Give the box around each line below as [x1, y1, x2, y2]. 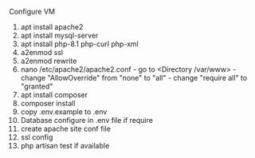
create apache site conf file [20, 124, 111, 133]
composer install [20, 99, 76, 108]
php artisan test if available [20, 141, 110, 150]
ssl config [20, 132, 53, 142]
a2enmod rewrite [20, 56, 77, 65]
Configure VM [9, 7, 55, 16]
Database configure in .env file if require [20, 116, 154, 124]
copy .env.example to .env [20, 107, 108, 117]
